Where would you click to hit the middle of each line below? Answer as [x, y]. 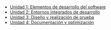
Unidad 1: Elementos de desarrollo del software [58, 7]
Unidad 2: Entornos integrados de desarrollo [55, 12]
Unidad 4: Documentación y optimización [52, 22]
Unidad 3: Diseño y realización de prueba [52, 17]
